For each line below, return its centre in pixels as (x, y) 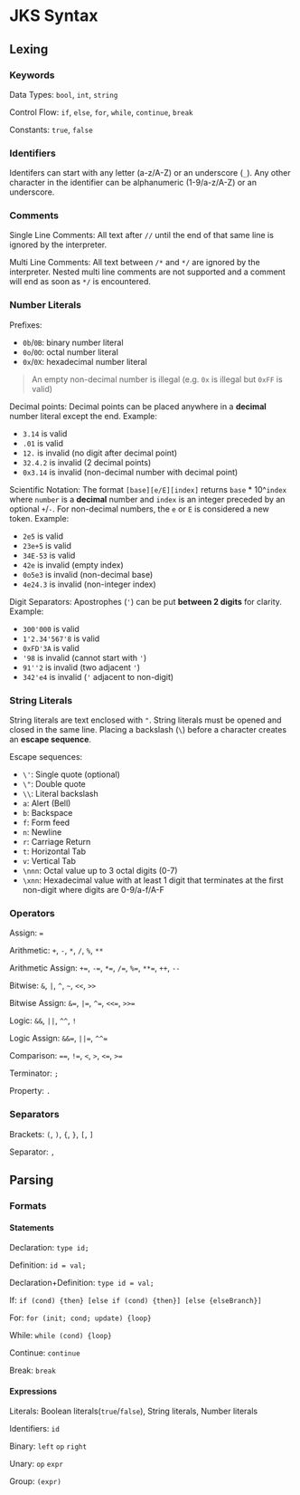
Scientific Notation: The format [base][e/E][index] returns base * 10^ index (148, 489)
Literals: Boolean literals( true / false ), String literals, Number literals (134, 1411)
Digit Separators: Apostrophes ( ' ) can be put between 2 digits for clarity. (146, 601)
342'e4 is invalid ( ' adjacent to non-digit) (98, 676)
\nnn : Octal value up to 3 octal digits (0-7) (100, 871)
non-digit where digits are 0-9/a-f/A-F (94, 890)
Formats (28, 1205)
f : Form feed (46, 823)
